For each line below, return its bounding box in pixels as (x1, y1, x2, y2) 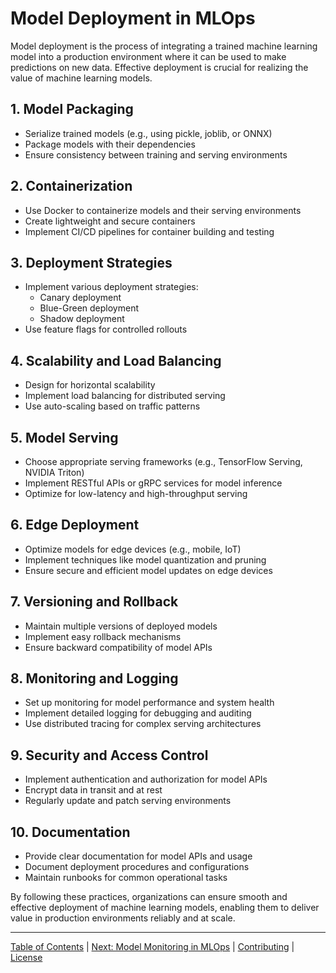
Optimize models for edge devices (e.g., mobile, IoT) (24, 543, 242, 555)
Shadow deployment (39, 313, 125, 325)
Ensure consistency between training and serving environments (24, 148, 288, 161)
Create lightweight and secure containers (24, 215, 196, 227)
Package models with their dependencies (24, 138, 196, 150)
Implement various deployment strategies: (24, 281, 199, 293)
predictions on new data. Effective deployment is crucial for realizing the (10, 61, 309, 73)
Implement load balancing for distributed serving (24, 390, 226, 402)
